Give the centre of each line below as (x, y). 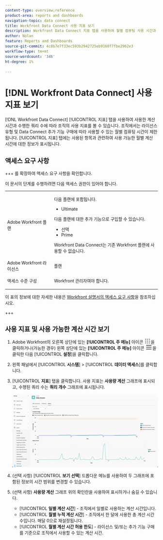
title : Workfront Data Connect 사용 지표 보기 (50, 26)
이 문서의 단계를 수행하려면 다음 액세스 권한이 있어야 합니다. (61, 184)
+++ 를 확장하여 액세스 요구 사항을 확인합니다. (49, 173)
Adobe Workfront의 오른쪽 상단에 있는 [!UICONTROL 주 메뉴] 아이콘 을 (83, 342)
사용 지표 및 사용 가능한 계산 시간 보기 (57, 329)
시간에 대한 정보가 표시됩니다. (33, 144)
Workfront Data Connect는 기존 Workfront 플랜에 (102, 245)
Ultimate (70, 209)
